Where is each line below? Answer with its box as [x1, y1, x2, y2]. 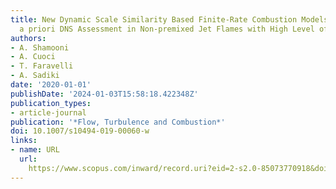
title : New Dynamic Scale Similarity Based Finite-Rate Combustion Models [10, 14, 329, 25]
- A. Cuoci [10, 52, 56, 62]
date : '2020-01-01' [10, 80, 92, 90]
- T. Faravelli [10, 61, 74, 71]
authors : [10, 33, 47, 43]
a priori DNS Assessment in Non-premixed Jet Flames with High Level [19, 24, 315, 34]
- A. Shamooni [10, 42, 70, 53]
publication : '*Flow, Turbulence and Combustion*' [10, 117, 226, 127]
